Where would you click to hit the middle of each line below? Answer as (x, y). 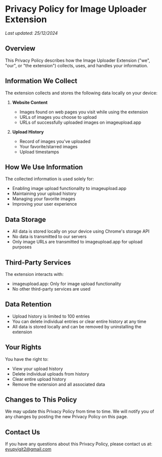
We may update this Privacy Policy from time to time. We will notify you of (80, 411)
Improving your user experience (44, 204)
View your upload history (38, 369)
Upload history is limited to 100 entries (51, 316)
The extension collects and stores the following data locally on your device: (81, 93)
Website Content (30, 102)
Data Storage (26, 219)
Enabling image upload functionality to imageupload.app (69, 188)
